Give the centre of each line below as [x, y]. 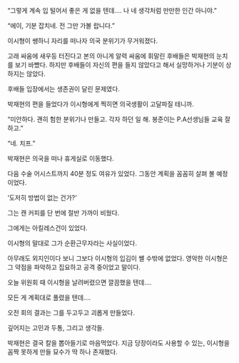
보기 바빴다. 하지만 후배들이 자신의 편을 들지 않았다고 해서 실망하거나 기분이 [119, 65]
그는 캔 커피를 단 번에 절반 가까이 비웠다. [63, 213]
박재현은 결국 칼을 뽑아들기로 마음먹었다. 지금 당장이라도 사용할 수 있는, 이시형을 [119, 343]
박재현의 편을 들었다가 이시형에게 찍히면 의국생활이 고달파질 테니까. [101, 104]
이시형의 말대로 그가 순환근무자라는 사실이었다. [72, 243]
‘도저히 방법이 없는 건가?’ [42, 198]
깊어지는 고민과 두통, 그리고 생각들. [56, 328]
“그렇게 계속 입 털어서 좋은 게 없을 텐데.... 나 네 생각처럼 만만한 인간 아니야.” [112, 10]
